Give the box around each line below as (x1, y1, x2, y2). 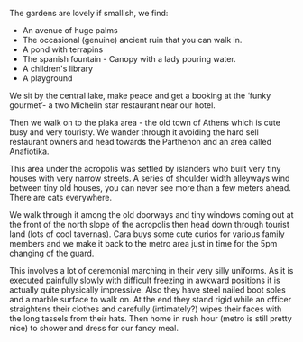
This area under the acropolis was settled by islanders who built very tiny (9, 164, 281, 174)
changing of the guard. (9, 247, 95, 258)
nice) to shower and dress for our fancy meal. (9, 323, 179, 333)
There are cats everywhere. (9, 193, 113, 202)
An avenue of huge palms (22, 25, 119, 35)
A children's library (22, 63, 93, 74)
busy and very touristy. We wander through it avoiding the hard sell (9, 127, 259, 138)
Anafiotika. (9, 146, 50, 157)
